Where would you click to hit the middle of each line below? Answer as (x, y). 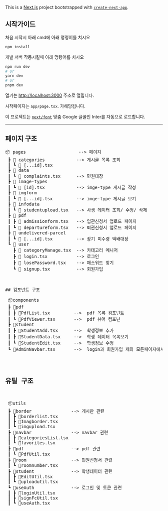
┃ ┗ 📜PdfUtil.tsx (29, 454)
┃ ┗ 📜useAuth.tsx (29, 503)
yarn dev (14, 76)
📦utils (17, 403)
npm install (17, 47)
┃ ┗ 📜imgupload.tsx (32, 426)
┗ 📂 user (18, 244)
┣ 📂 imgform (22, 193)
